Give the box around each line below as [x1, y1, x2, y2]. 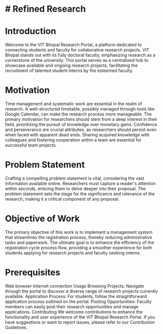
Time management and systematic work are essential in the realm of [5, 101, 143, 107]
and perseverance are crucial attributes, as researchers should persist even [5, 127, 157, 132]
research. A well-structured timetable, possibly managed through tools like [5, 106, 155, 112]
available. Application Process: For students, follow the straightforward [5, 293, 147, 299]
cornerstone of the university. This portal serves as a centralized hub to [5, 57, 148, 63]
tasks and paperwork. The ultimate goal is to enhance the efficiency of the [5, 240, 154, 245]
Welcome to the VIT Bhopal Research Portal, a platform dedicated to [5, 42, 142, 48]
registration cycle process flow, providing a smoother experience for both [5, 244, 152, 250]
